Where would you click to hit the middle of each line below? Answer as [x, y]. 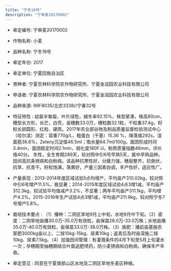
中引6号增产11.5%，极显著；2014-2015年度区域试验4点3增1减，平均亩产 [88, 184]
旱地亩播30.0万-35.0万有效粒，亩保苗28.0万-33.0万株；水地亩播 [98, 220]
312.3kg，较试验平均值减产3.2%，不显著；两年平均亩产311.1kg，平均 [85, 191]
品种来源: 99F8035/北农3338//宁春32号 [54, 105]
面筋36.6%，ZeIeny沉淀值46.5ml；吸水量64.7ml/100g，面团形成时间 [85, 142]
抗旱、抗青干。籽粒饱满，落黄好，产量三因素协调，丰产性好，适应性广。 [88, 167]
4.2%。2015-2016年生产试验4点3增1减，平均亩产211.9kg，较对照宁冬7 [91, 197]
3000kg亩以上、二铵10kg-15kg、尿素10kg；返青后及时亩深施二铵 [90, 233]
